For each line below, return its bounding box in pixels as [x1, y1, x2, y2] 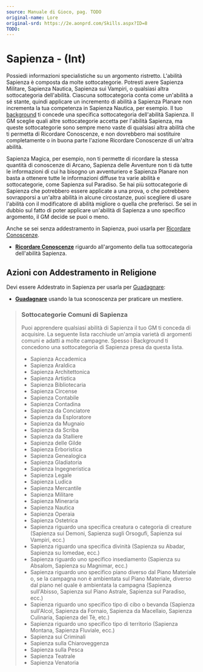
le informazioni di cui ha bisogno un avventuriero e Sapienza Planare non [6, 168, 189, 175]
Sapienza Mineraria [30, 497, 79, 505]
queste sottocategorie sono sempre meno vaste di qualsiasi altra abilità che [6, 124, 195, 131]
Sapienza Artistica [30, 375, 76, 382]
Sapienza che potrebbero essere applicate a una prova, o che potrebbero [6, 187, 190, 195]
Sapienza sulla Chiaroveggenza [30, 640, 109, 647]
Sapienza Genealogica [30, 452, 87, 460]
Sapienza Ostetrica [30, 517, 78, 524]
